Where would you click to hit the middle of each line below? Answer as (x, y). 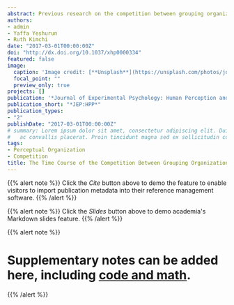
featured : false (31, 59)
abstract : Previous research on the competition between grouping (106, 14)
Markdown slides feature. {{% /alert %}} (65, 218)
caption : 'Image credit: (49, 72)
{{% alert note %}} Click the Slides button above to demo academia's (107, 211)
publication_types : (36, 111)
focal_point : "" (37, 79)
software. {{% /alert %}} (42, 198)
